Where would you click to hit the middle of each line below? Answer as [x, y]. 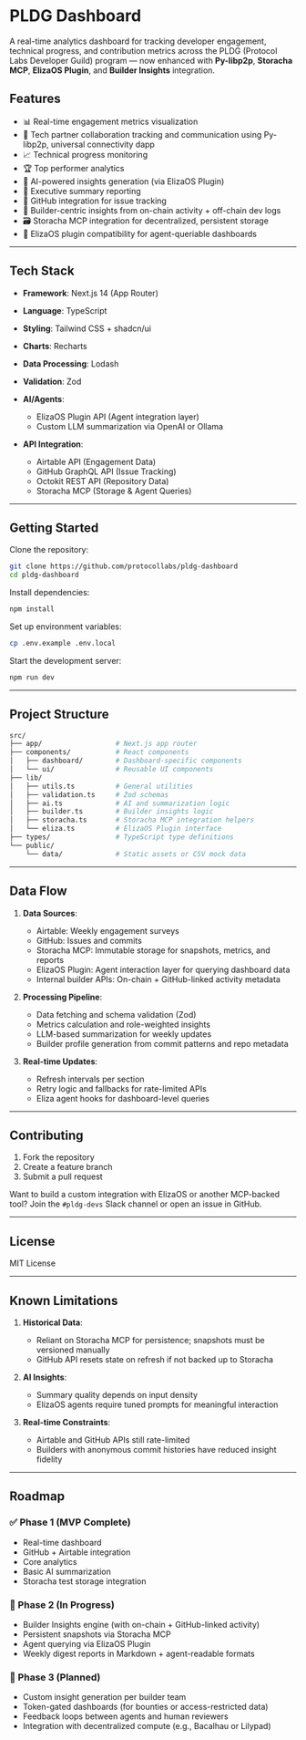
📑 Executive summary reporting [82, 191]
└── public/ [32, 845]
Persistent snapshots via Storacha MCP [97, 1634]
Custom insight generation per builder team [104, 1697]
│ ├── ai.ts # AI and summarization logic [120, 803]
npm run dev [32, 677]
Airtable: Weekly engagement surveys [107, 930]
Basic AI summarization [66, 1571]
